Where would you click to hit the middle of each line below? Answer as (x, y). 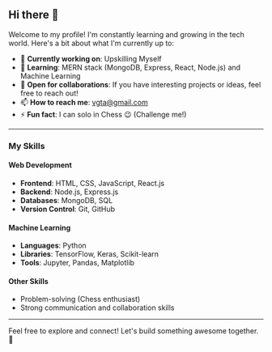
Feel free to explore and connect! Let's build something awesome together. (134, 331)
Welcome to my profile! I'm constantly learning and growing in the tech (126, 34)
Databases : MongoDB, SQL (66, 200)
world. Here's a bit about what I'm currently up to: (91, 43)
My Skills (27, 146)
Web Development (40, 165)
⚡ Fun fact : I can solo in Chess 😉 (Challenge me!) (103, 114)
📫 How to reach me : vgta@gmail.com (84, 102)
